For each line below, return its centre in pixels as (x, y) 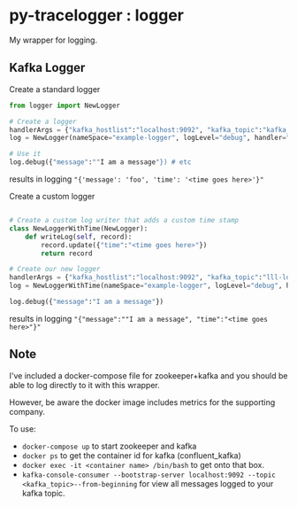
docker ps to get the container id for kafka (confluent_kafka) (131, 455)
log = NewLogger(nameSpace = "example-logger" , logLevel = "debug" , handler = (148, 138)
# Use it (25, 154)
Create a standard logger (55, 89)
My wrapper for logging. (53, 40)
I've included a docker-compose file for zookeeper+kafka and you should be (148, 375)
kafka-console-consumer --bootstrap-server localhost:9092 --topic (148, 475)
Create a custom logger (52, 196)
